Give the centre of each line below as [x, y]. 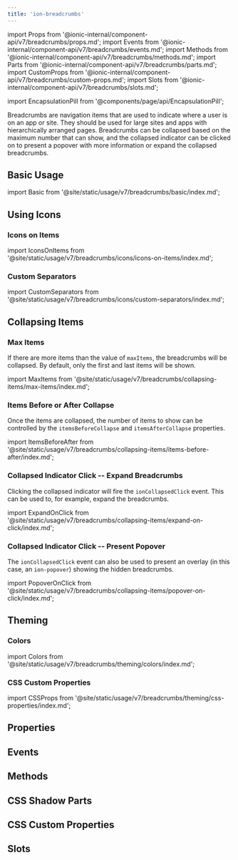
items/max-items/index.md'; [49, 387]
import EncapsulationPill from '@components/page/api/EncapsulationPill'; [116, 101]
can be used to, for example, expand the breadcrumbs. [88, 499]
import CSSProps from [40, 698]
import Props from [34, 34]
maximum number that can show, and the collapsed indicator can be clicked [119, 138]
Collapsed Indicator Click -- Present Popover [87, 546]
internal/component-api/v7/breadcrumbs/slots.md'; [83, 87]
